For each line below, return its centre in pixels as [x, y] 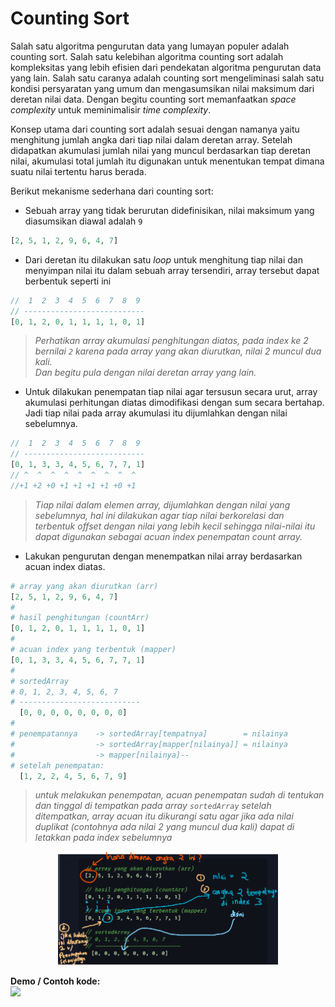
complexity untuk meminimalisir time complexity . [111, 109]
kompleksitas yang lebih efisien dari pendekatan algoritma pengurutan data [166, 67]
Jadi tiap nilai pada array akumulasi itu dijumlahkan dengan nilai [156, 413]
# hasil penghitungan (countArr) [80, 618]
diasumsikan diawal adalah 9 [83, 221]
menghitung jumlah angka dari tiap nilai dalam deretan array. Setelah [151, 139]
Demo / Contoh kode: [55, 981]
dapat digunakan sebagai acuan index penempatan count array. [168, 536]
